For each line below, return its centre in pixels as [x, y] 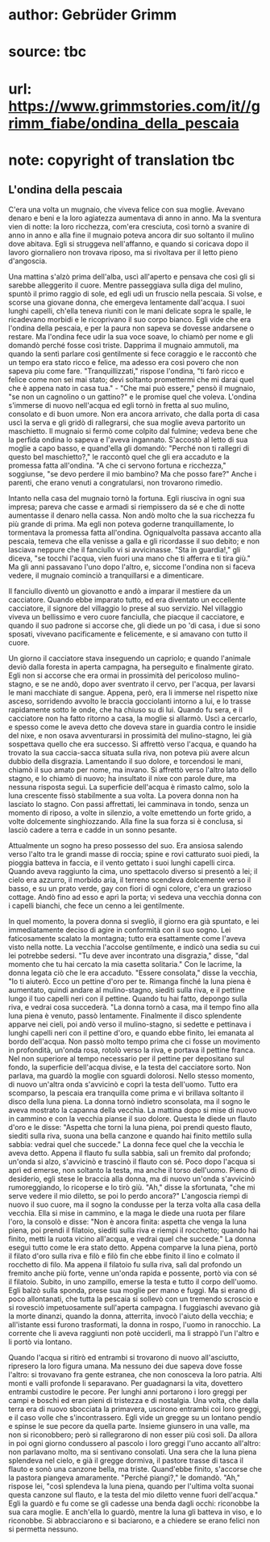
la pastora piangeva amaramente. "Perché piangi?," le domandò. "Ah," [124, 1477]
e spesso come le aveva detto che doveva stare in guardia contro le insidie [132, 727]
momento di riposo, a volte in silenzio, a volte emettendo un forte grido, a [130, 813]
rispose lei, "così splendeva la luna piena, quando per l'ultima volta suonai [131, 1486]
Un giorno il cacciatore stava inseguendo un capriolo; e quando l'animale [130, 658]
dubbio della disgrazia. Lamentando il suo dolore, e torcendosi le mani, [126, 761]
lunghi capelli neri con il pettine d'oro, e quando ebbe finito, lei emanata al [131, 1032]
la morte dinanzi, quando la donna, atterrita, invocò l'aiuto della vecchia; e [131, 1316]
